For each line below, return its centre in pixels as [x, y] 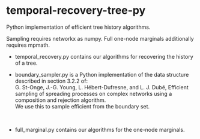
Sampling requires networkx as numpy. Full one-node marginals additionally [100, 38]
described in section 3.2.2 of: [51, 81]
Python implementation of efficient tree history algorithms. [78, 27]
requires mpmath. [28, 45]
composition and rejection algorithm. [60, 100]
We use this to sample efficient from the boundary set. [82, 106]
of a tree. [26, 63]
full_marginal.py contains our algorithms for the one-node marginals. [100, 129]
